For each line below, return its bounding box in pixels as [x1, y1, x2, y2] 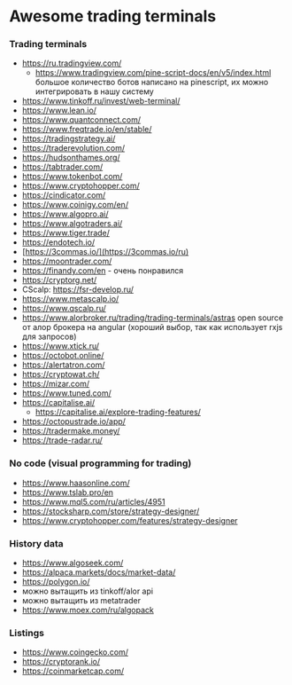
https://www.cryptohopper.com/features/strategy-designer [21, 515, 238, 525]
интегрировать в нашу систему [35, 86, 155, 97]
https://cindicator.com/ [21, 190, 106, 201]
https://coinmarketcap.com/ [21, 665, 125, 676]
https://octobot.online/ [21, 350, 104, 361]
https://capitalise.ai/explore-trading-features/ [35, 406, 202, 418]
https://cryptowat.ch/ [21, 369, 100, 380]
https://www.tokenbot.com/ [21, 171, 123, 182]
